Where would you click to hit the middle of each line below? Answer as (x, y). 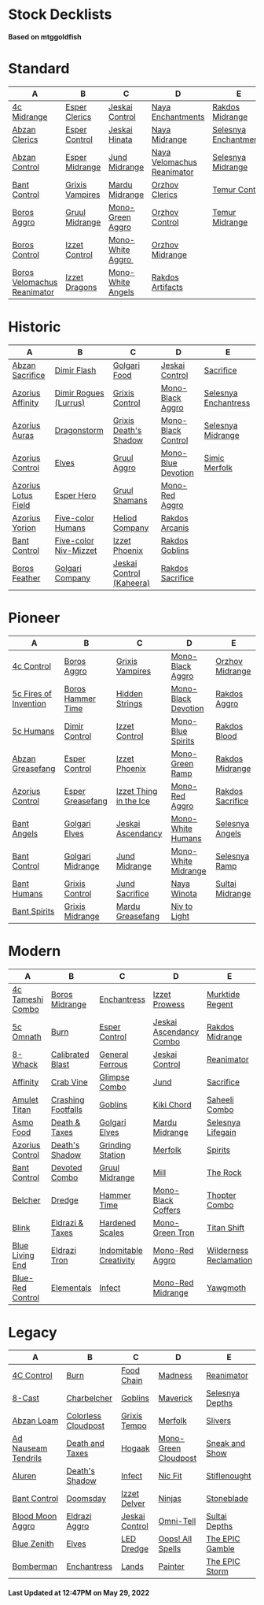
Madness (175, 1376)
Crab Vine (69, 1082)
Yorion (24, 528)
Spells (170, 1549)
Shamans (130, 500)
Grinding (115, 1145)
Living (24, 1255)
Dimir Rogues (79, 393)
